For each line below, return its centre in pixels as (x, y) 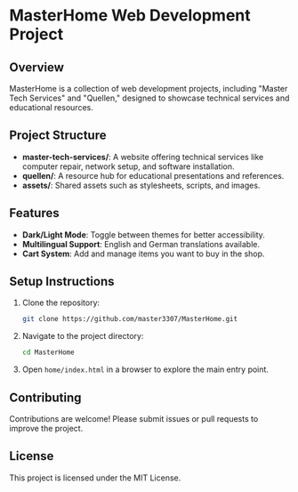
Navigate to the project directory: (83, 336)
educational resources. (51, 107)
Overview (37, 67)
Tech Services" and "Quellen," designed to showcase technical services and (149, 98)
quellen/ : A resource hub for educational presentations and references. (153, 175)
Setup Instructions (62, 282)
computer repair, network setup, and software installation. (128, 166)
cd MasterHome (48, 352)
